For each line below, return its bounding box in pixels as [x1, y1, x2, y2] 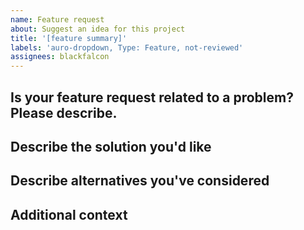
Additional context [10, 206, 128, 223]
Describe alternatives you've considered [10, 172, 270, 190]
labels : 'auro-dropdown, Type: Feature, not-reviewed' [10, 42, 244, 53]
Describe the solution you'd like [10, 138, 212, 155]
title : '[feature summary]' [10, 33, 128, 43]
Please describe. [10, 104, 118, 121]
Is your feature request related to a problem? [10, 89, 294, 106]
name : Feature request [10, 14, 105, 25]
